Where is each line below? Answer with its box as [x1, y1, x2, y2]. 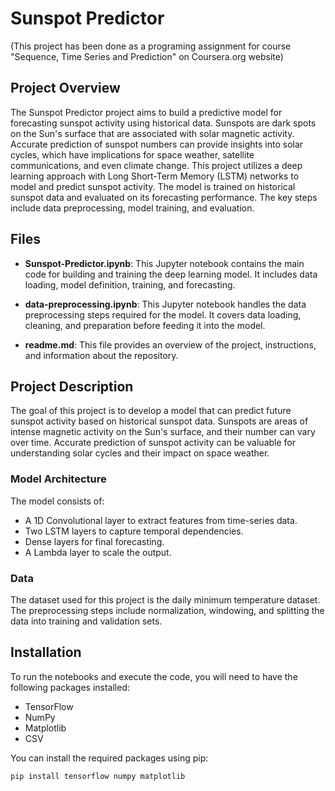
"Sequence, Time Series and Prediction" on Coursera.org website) [10, 50, 284, 62]
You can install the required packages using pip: [10, 752, 209, 764]
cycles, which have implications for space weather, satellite [10, 148, 255, 161]
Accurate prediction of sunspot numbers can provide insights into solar [10, 138, 304, 150]
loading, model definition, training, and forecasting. [24, 278, 236, 291]
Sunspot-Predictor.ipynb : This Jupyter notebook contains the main [24, 257, 305, 269]
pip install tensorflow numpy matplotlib [10, 771, 186, 781]
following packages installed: [10, 681, 131, 693]
